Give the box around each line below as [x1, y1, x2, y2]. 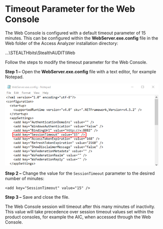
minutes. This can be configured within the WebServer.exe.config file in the [5, 35, 158, 41]
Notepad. [5, 74, 24, 80]
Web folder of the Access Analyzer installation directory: [5, 40, 118, 46]
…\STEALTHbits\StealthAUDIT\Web [5, 50, 75, 56]
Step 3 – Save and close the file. [5, 194, 70, 200]
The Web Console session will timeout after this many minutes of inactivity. [5, 204, 156, 209]
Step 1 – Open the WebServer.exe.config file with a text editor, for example [5, 68, 157, 74]
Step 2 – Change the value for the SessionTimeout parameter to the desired [5, 170, 155, 176]
